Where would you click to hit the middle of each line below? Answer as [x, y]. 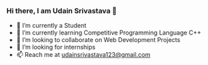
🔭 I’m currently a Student [51, 26]
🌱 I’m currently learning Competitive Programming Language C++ [109, 32]
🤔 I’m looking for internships [56, 47]
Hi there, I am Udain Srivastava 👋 [62, 11]
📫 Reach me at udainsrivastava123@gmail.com [83, 55]
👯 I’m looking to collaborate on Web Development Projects [98, 40]
